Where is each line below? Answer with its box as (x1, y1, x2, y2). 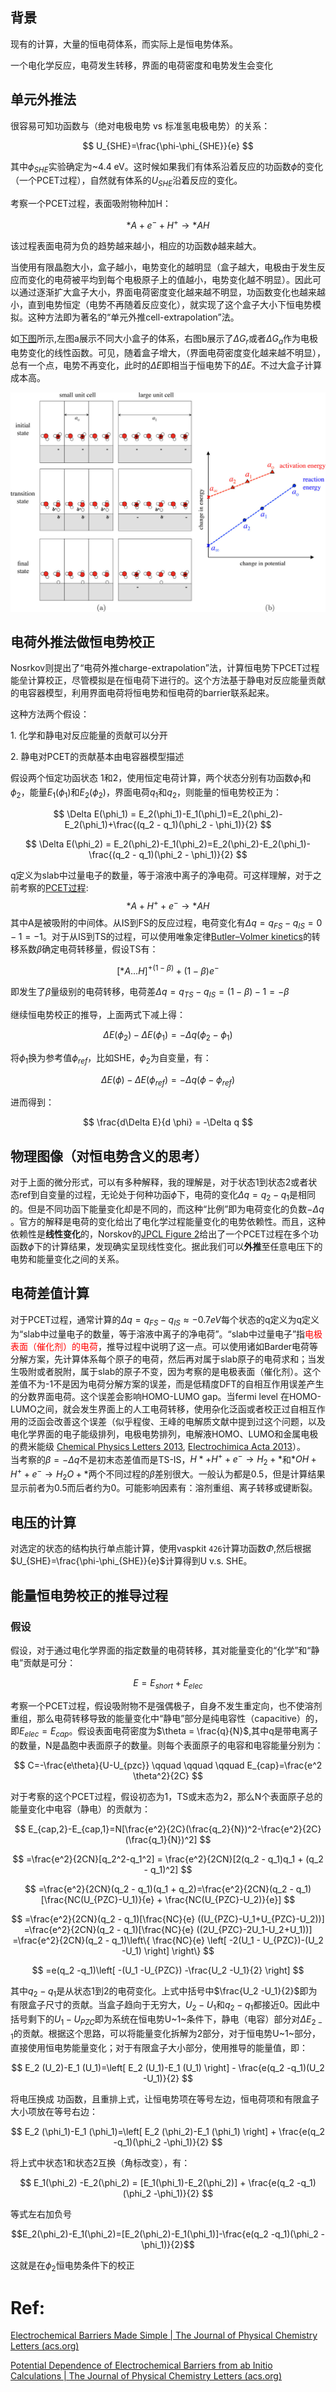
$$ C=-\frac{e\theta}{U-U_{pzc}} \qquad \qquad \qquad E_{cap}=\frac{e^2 (13, 1759, 323, 1771)
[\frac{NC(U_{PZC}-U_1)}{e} (40, 1893, 155, 1905)
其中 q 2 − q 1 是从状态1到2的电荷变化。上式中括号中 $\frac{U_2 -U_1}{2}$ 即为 (10, 1984, 318, 1999)
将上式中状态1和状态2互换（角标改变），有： (10, 2156, 191, 2168)
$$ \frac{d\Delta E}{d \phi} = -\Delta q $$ (83, 1116, 253, 1128)
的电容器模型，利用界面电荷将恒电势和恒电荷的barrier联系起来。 (10, 687, 275, 699)
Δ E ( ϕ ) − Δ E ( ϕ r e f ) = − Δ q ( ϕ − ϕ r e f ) (100, 1073, 236, 1088)
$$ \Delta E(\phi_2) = (24, 838, 112, 850)
